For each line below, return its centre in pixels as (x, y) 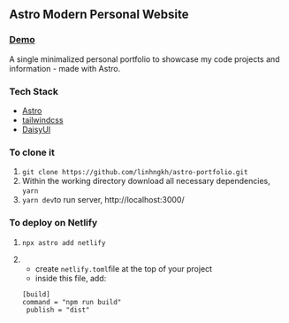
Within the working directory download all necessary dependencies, (146, 181)
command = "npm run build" (72, 302)
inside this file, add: (71, 278)
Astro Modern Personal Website (99, 15)
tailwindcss (42, 119)
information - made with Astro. (65, 68)
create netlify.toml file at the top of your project (124, 268)
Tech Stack (34, 91)
